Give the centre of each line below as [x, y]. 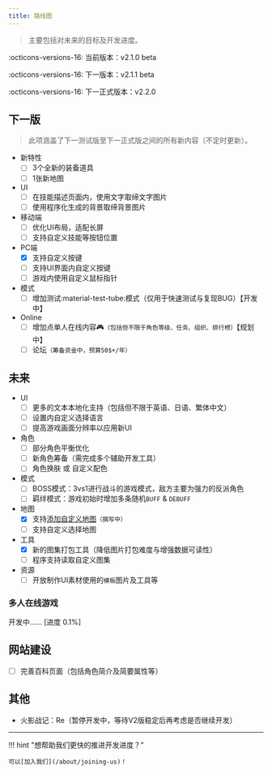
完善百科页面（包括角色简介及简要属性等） [91, 671]
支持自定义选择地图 [64, 529]
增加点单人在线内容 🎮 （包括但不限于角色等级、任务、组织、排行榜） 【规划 [143, 327]
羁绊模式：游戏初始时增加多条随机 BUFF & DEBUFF [112, 499]
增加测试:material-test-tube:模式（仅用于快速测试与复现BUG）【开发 [145, 298]
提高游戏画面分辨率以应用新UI [82, 428]
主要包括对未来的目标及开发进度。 [85, 40]
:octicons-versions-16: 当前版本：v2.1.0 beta [83, 57]
